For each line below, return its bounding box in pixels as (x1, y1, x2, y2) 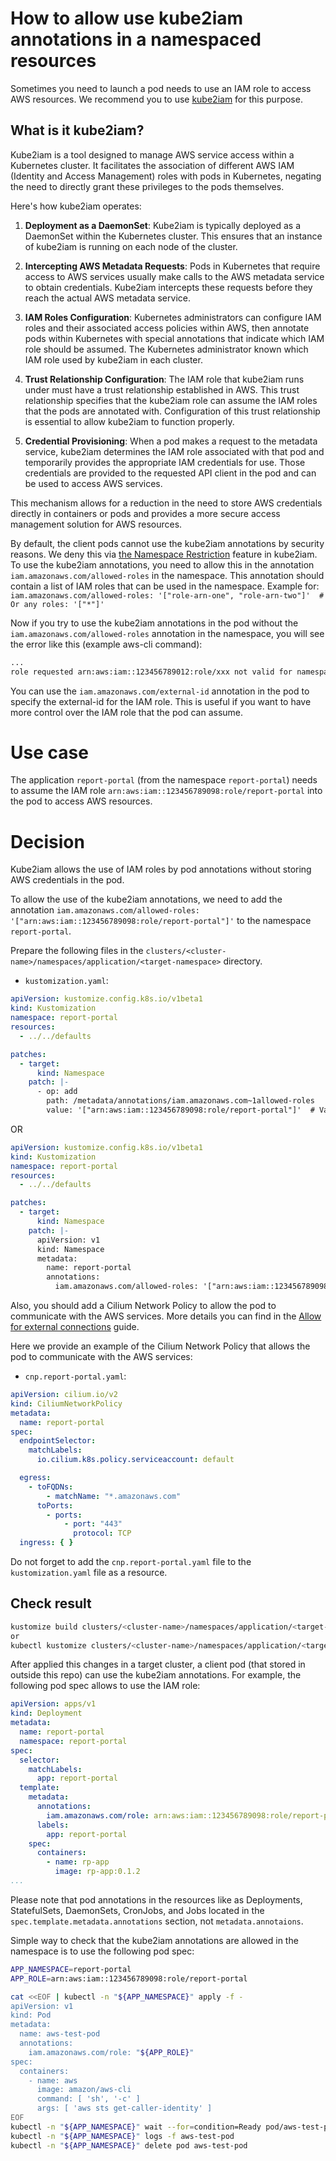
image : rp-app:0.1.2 (54, 1867, 141, 1877)
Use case (10, 741, 89, 764)
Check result (10, 1595, 92, 1612)
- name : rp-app (46, 1857, 110, 1867)
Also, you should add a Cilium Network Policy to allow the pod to (10, 1300, 277, 1311)
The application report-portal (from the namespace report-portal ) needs (10, 774, 318, 786)
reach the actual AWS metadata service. (24, 292, 191, 304)
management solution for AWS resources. (10, 518, 183, 530)
